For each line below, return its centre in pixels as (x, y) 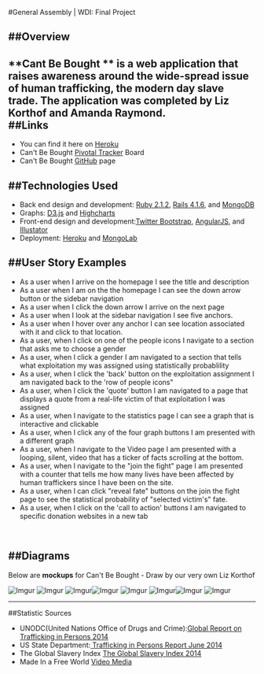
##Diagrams (39, 556)
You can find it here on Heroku (69, 144)
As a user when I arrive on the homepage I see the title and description (134, 281)
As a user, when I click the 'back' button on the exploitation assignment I (137, 373)
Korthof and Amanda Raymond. (87, 113)
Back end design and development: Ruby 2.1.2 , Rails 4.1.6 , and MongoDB (137, 205)
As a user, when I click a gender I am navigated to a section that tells (130, 357)
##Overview (39, 37)
